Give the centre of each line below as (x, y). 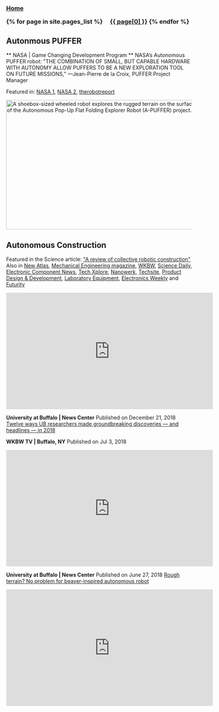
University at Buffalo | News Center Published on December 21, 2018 (91, 417)
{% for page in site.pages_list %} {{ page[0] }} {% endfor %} (98, 22)
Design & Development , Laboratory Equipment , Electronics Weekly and (92, 278)
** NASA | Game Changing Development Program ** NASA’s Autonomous (96, 55)
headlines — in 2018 (31, 430)
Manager (17, 80)
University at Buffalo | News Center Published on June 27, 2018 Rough (93, 575)
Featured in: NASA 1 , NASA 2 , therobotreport (61, 92)
